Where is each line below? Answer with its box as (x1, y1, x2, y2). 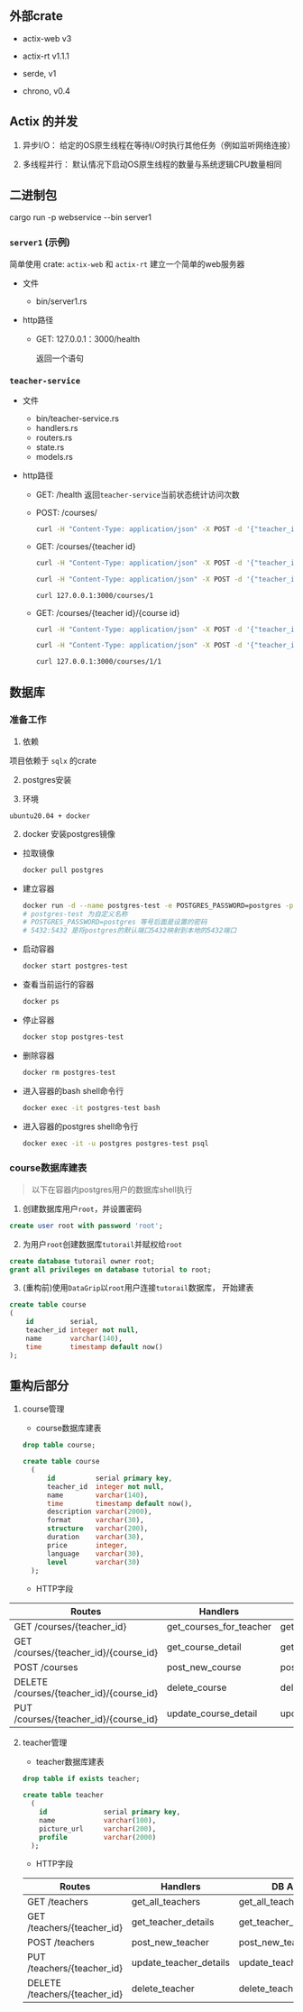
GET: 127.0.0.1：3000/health (35, 333, 141, 345)
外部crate (9, 8, 63, 24)
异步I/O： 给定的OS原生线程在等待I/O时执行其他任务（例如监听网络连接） (22, 139, 296, 151)
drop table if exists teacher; (22, 1775, 141, 1784)
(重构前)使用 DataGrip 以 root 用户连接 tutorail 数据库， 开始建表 (22, 1282, 254, 1293)
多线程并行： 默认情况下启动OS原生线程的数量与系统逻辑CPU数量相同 (22, 159, 282, 170)
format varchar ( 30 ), (46, 1516, 144, 1525)
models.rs (35, 452, 74, 463)
